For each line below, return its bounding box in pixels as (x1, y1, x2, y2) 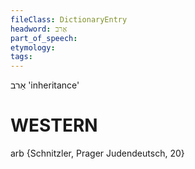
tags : (10, 52, 33, 62)
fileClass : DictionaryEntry (10, 14, 128, 25)
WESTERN (10, 114, 98, 137)
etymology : (10, 42, 56, 53)
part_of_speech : (10, 33, 78, 43)
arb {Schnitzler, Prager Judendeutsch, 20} (10, 147, 185, 160)
